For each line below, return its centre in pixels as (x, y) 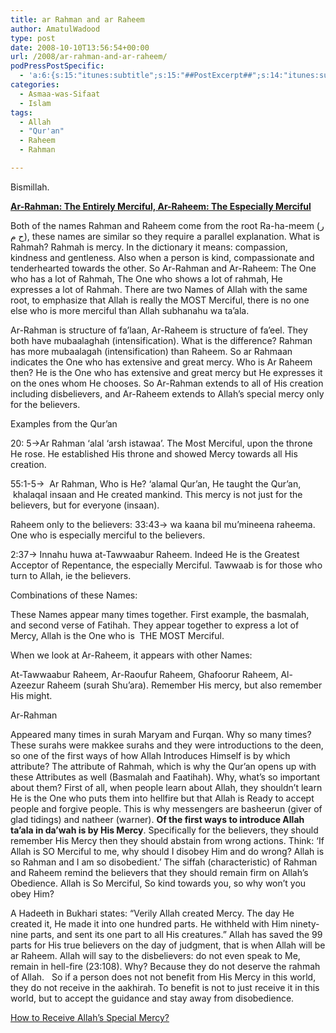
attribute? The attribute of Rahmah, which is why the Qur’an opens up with (163, 766)
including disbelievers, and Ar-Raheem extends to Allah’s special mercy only (167, 393)
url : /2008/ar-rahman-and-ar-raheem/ (89, 57)
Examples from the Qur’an (64, 423)
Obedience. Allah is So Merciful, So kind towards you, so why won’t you (158, 883)
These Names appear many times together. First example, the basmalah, (160, 614)
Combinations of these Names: (74, 595)
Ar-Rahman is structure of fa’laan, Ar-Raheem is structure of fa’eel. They (159, 330)
